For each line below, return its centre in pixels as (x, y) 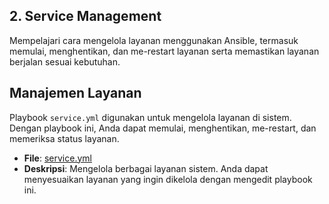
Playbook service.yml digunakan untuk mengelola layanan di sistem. (150, 117)
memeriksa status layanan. (64, 138)
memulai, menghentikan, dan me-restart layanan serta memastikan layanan (164, 51)
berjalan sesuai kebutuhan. (65, 61)
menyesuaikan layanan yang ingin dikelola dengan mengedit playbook (168, 179)
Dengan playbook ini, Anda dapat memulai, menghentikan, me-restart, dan (163, 128)
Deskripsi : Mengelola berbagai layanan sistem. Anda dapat (146, 168)
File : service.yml (57, 158)
